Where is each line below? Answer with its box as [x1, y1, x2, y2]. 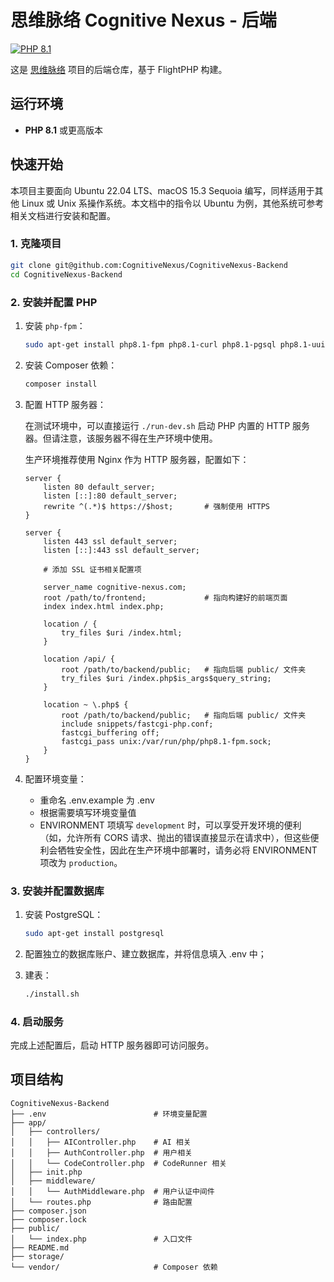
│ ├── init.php [10, 1167, 83, 1177]
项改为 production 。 [39, 856, 123, 868]
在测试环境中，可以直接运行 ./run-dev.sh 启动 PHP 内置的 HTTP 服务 [24, 419, 311, 431]
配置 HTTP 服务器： [24, 398, 107, 410]
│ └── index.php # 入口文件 [10, 1234, 193, 1244]
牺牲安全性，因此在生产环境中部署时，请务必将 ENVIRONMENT [57, 844, 318, 856]
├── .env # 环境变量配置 [10, 1109, 208, 1119]
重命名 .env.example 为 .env [39, 794, 155, 806]
